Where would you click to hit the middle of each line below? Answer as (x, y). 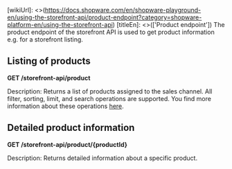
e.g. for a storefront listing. (45, 39)
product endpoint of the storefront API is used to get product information (111, 32)
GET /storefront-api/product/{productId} (68, 144)
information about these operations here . (66, 106)
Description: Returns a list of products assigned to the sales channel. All (110, 91)
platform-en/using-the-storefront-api (60, 25)
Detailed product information (71, 128)
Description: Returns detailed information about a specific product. (102, 158)
